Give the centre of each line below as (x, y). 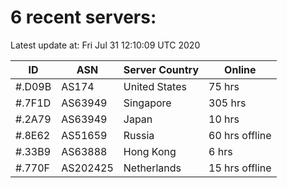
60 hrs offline (240, 135)
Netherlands (152, 168)
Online (240, 69)
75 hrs (224, 86)
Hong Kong (150, 151)
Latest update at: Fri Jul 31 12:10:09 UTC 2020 (105, 45)
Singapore (147, 103)
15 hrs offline (240, 168)
